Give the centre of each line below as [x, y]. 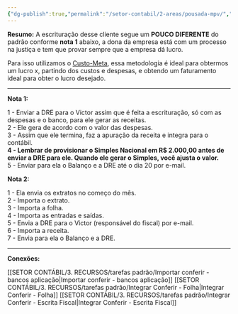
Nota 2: [18, 179]
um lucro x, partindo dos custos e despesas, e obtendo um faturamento [112, 70]
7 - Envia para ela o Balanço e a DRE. [61, 238]
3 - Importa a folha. [35, 207]
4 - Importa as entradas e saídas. [56, 215]
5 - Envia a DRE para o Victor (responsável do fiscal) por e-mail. [101, 223]
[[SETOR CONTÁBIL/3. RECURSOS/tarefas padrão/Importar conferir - [108, 272]
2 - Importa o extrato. [39, 200]
